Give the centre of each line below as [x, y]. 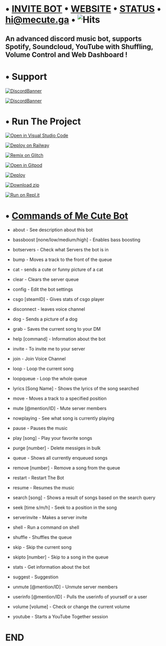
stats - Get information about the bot [51, 567]
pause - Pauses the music [40, 428]
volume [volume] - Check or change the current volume [71, 607]
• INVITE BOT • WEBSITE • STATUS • [83, 9]
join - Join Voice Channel [39, 359]
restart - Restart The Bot [38, 478]
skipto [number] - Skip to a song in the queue [61, 557]
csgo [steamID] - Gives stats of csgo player [58, 299]
